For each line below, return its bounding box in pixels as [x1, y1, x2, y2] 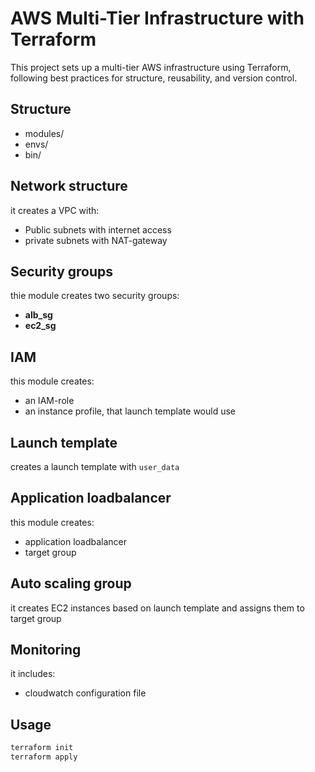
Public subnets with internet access [24, 223, 172, 236]
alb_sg [24, 309, 53, 321]
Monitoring [10, 642, 82, 659]
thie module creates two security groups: [10, 290, 180, 302]
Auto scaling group [10, 575, 132, 592]
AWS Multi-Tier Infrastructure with [10, 7, 305, 30]
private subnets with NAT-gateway [24, 234, 168, 246]
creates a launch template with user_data [10, 461, 180, 472]
